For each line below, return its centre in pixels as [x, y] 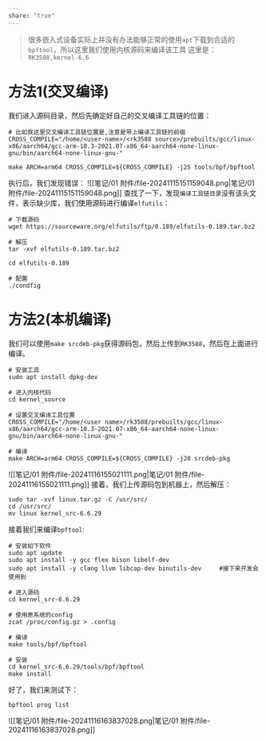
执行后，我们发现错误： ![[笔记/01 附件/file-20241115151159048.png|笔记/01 [131, 183]
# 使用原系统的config [41, 615]
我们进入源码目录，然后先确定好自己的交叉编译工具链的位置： [110, 115]
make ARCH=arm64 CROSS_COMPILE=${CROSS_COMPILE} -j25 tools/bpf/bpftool [132, 167]
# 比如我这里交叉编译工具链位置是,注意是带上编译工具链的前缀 [97, 132]
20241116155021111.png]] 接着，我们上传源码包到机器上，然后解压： [120, 484]
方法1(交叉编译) [59, 92]
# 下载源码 [24, 219]
